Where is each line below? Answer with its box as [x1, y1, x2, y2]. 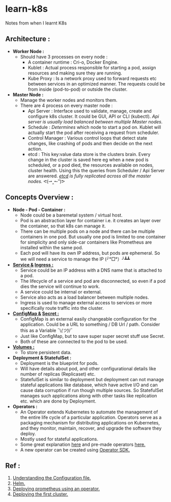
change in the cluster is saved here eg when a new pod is [27, 156, 149, 163]
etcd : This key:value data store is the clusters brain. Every [27, 151, 151, 157]
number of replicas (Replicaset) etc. [20, 371, 96, 377]
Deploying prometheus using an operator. [12, 486, 100, 492]
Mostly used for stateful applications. [20, 436, 98, 442]
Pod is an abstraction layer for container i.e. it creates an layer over [20, 217, 161, 223]
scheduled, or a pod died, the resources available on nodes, [27, 162, 154, 168]
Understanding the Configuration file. [12, 475, 91, 481]
